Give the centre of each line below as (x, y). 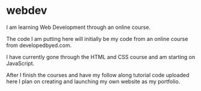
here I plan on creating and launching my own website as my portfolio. (93, 81)
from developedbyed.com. (39, 45)
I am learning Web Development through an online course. (79, 27)
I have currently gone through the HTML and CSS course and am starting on (101, 57)
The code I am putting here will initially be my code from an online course (97, 39)
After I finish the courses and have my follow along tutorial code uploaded (98, 75)
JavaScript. (20, 63)
